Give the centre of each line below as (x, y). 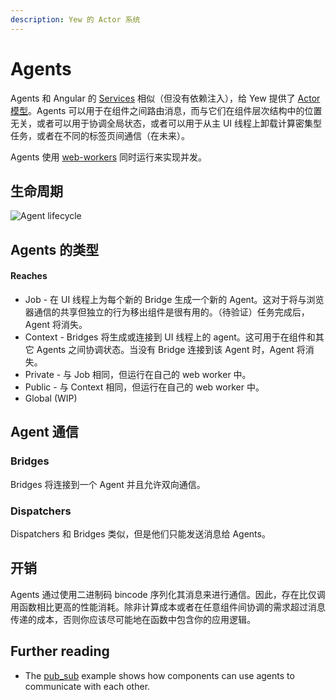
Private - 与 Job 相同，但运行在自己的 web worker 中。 (138, 374)
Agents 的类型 (55, 249)
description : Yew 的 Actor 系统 (75, 19)
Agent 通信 (44, 432)
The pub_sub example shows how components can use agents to (159, 675)
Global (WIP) (51, 398)
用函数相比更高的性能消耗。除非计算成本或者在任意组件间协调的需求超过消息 (168, 607)
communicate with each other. (87, 686)
